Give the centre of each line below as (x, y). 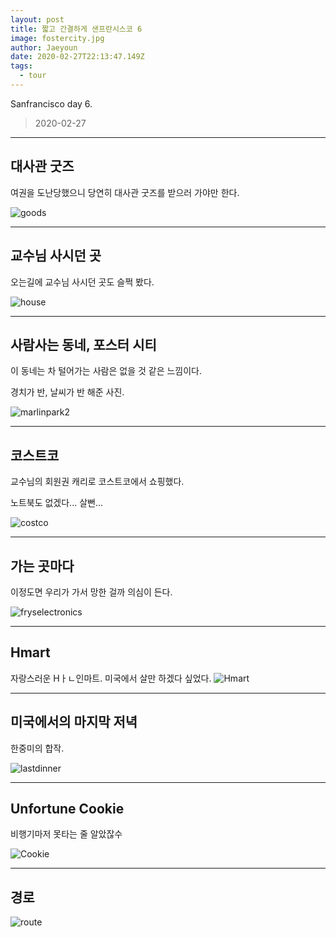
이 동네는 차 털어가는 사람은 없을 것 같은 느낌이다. (106, 371)
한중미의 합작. (37, 748)
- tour (33, 76)
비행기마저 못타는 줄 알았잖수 (66, 834)
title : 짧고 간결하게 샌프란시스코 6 (76, 29)
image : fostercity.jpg (57, 38)
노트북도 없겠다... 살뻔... (56, 503)
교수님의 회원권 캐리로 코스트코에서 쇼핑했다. (97, 482)
